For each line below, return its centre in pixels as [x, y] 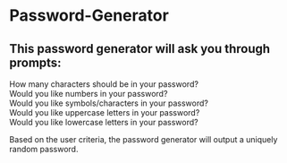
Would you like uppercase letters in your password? [105, 112]
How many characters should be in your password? [104, 84]
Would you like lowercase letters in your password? [104, 122]
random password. [44, 149]
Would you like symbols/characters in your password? [109, 103]
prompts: [35, 62]
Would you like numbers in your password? [89, 94]
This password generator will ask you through [140, 49]
